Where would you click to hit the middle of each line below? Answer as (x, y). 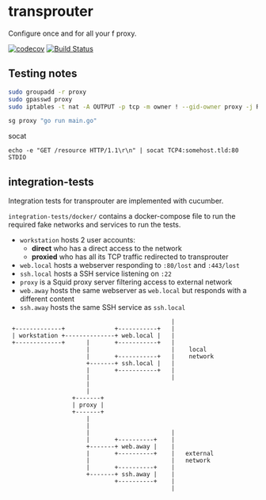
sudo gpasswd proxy (40, 99)
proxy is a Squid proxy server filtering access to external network (126, 282)
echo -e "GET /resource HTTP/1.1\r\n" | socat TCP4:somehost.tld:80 (123, 151)
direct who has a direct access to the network (106, 249)
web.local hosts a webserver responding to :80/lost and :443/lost (129, 265)
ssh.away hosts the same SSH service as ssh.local (103, 307)
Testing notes (43, 74)
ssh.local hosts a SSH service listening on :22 (95, 274)
